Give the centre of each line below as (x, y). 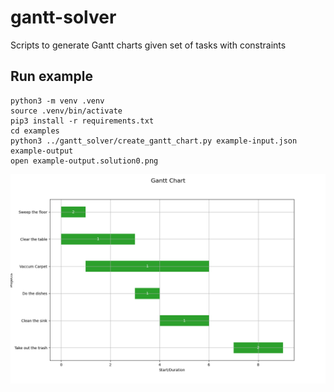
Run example (51, 76)
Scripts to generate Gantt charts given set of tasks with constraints (148, 45)
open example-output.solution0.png (84, 161)
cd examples (35, 131)
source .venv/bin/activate (66, 111)
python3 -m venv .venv (57, 101)
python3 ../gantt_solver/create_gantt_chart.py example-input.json (154, 141)
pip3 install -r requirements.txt (82, 121)
